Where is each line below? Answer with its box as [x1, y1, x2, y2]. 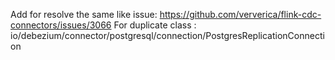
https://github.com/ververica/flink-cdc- [159, 9, 322, 20]
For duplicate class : [113, 19, 197, 31]
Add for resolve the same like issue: [10, 9, 158, 20]
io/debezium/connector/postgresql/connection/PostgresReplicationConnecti [10, 30, 325, 41]
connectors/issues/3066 [10, 19, 112, 31]
